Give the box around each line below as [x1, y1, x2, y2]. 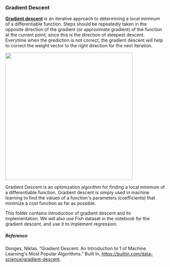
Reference [5, 232, 28, 239]
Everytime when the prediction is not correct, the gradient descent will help [5, 37, 163, 43]
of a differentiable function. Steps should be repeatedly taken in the [5, 21, 147, 27]
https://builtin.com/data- [101, 251, 153, 257]
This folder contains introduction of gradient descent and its [5, 210, 131, 216]
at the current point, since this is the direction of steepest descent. [5, 32, 145, 38]
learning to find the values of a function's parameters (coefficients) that [5, 195, 155, 201]
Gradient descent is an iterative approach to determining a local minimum [5, 16, 160, 22]
